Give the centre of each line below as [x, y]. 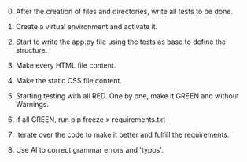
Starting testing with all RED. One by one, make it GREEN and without [127, 96]
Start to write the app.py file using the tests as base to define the [121, 42]
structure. [31, 50]
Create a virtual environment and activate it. [87, 26]
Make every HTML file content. [66, 65]
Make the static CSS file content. [68, 81]
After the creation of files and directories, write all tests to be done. [124, 11]
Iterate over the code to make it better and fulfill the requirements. [122, 134]
